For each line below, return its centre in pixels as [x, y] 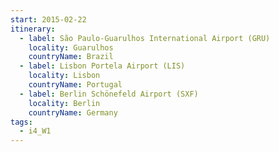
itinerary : [33, 29]
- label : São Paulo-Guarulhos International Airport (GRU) [145, 38]
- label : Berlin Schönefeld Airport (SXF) [109, 94]
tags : [21, 122]
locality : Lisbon [64, 76]
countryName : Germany [73, 112]
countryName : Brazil [71, 57]
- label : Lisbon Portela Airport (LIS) [102, 66]
